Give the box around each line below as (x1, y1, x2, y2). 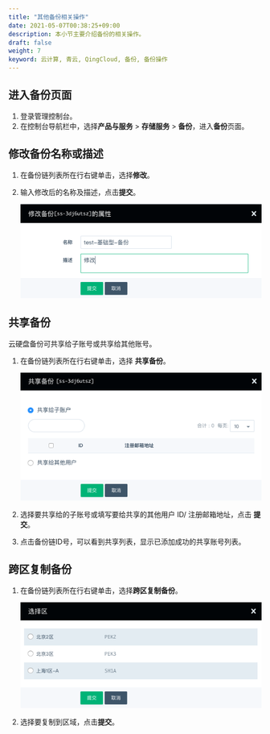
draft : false (8, 39, 52, 47)
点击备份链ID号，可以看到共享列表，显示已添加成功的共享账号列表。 (19, 537, 246, 546)
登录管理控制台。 (19, 111, 77, 121)
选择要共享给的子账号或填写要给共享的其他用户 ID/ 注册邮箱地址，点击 (19, 509, 252, 519)
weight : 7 (8, 47, 42, 56)
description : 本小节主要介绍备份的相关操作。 (8, 30, 145, 38)
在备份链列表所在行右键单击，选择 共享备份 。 (19, 355, 170, 366)
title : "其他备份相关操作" (8, 13, 89, 21)
